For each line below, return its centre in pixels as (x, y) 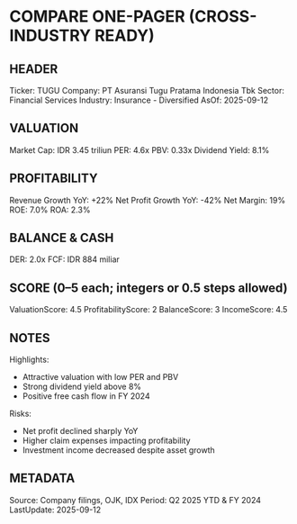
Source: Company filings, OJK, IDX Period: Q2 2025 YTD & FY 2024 (135, 500)
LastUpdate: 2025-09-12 (55, 510)
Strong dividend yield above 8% (82, 387)
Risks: (20, 414)
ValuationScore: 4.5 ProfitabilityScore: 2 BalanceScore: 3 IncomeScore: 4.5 (148, 310)
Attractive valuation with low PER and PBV (100, 377)
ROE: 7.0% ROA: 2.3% (50, 210)
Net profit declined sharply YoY (80, 431)
